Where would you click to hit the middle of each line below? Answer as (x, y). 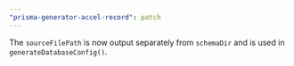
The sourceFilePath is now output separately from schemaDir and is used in (147, 42)
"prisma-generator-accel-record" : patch (86, 17)
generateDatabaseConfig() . (58, 51)
